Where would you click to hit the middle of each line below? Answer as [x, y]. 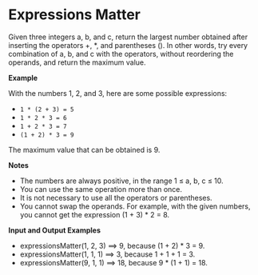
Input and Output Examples [55, 230]
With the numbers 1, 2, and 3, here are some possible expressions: [118, 93]
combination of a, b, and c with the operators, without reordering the [121, 54]
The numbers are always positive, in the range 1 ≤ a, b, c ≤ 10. [121, 181]
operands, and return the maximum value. [77, 62]
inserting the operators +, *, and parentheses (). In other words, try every [128, 45]
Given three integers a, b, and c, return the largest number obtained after [128, 37]
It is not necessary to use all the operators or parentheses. [116, 197]
